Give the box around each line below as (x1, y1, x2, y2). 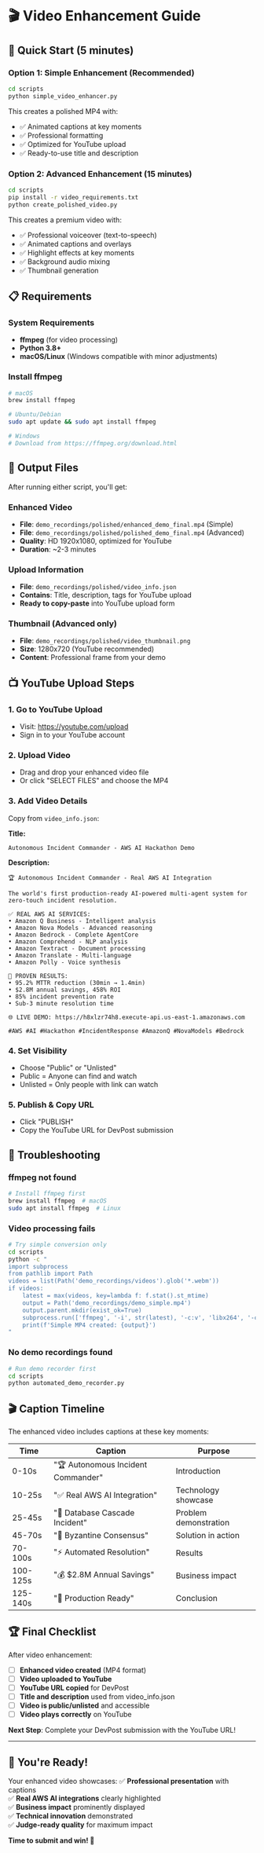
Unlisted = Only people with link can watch (19, 1080, 159, 1089)
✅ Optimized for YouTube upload (19, 139, 126, 148)
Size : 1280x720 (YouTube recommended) (19, 644, 155, 654)
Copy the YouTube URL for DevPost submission (19, 1126, 174, 1135)
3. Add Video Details (8, 796, 88, 807)
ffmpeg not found (8, 1172, 77, 1183)
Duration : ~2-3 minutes (19, 544, 97, 554)
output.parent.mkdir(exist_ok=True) (22, 1306, 143, 1314)
